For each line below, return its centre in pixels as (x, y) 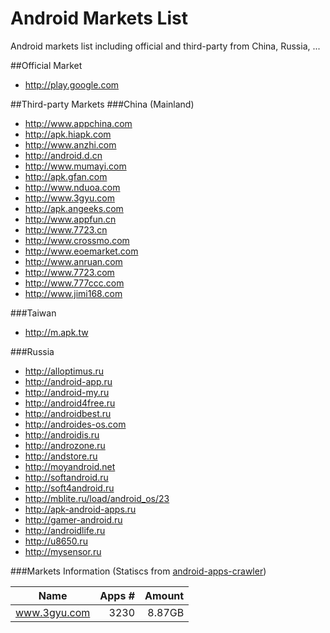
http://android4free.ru (70, 403)
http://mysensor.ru (63, 551)
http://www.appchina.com (78, 123)
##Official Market (46, 65)
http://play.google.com (72, 84)
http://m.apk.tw (56, 332)
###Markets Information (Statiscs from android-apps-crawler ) (138, 571)
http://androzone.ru (65, 445)
